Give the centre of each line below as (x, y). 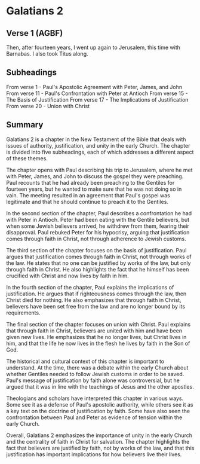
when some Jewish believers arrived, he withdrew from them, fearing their (98, 226)
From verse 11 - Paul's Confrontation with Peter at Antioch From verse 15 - (97, 93)
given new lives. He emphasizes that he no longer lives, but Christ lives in (96, 337)
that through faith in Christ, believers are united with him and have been (94, 331)
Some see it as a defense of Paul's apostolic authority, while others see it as (100, 404)
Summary (25, 125)
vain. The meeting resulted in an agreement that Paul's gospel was (88, 195)
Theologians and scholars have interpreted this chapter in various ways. (95, 398)
